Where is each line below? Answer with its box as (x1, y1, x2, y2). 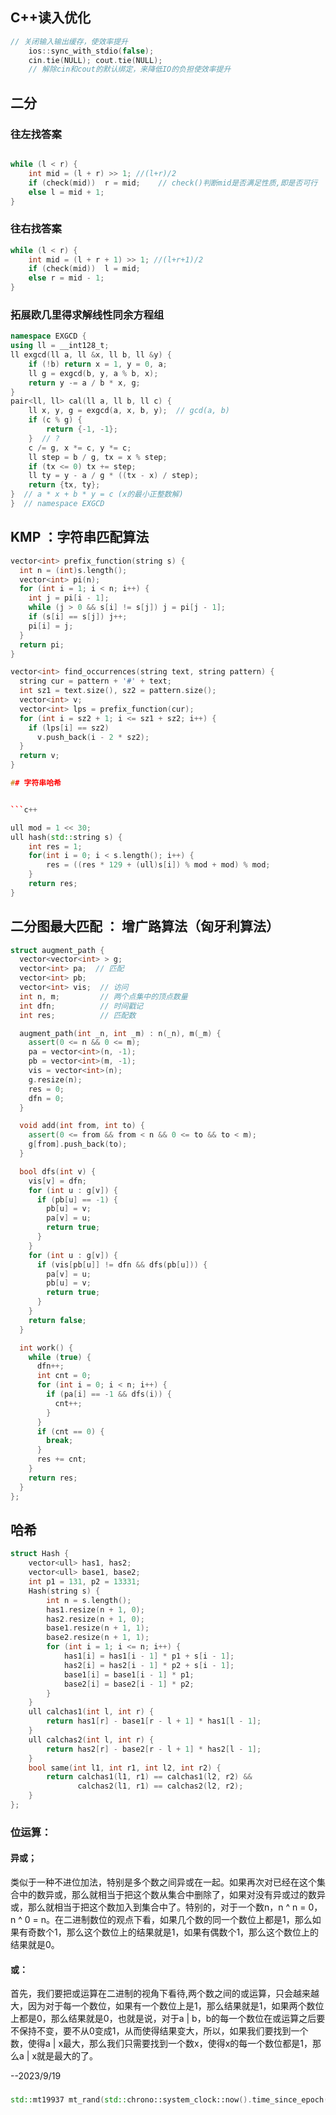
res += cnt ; (36, 1454, 87, 1465)
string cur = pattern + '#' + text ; (19, 676, 172, 687)
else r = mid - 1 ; (28, 273, 105, 283)
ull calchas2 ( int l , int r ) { (28, 1734, 155, 1745)
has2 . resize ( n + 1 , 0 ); (46, 1614, 145, 1624)
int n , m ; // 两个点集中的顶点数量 (19, 991, 188, 1002)
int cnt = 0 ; (36, 1371, 92, 1381)
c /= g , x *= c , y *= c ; (28, 443, 132, 453)
